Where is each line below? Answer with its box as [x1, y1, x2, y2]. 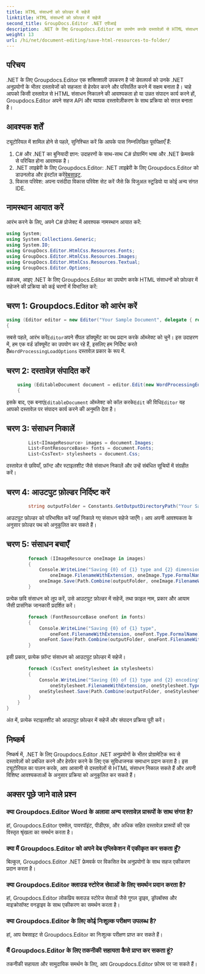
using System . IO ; [6, 242, 51, 248]
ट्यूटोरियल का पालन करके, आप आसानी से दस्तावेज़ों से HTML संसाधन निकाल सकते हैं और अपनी [6, 764, 196, 772]
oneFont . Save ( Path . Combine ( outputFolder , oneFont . [38, 637, 171, 643]
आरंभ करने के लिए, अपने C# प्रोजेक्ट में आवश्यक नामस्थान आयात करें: [6, 218, 142, 226]
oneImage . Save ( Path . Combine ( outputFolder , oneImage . [38, 578, 176, 584]
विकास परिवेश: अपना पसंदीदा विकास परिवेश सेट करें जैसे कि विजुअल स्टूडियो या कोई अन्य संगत [15, 178, 198, 185]
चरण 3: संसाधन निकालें [6, 423, 75, 434]
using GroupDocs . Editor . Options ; [6, 265, 92, 271]
